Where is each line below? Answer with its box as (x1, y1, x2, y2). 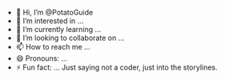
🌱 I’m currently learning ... (15, 25, 102, 34)
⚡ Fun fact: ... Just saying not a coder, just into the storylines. (15, 62, 218, 72)
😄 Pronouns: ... (15, 54, 68, 63)
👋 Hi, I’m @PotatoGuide (15, 8, 94, 17)
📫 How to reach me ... (15, 42, 90, 51)
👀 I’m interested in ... (15, 16, 84, 26)
